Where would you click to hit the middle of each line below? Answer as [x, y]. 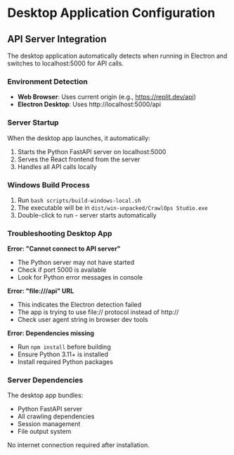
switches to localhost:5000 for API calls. [66, 63]
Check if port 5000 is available [62, 270]
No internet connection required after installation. [78, 445]
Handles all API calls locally [57, 166]
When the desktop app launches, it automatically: [79, 138]
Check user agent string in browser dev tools [83, 320]
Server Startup [33, 123]
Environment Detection [47, 81]
